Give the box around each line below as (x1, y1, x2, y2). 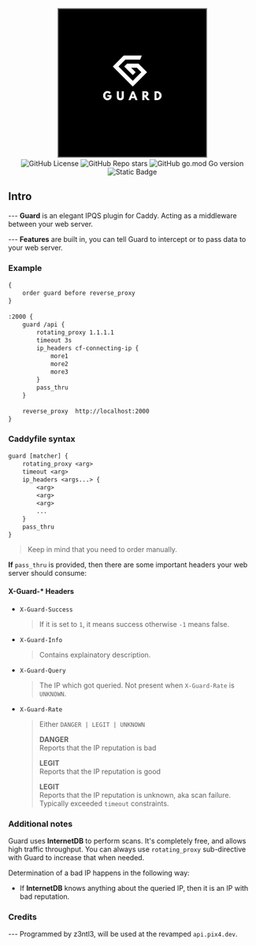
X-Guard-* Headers (8, 587, 75, 595)
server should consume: (8, 569, 87, 578)
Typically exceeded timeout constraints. (39, 799, 169, 808)
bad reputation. (19, 892, 70, 901)
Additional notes (8, 818, 73, 829)
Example (8, 262, 43, 273)
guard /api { (22, 321, 65, 329)
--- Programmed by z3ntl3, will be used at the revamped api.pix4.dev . (8, 929, 238, 939)
